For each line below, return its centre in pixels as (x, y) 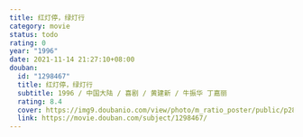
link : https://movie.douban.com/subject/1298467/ (112, 118)
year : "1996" (34, 51)
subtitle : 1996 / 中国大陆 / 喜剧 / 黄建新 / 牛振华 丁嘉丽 (122, 93)
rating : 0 (28, 43)
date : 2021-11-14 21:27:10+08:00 (72, 59)
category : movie (40, 26)
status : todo (34, 34)
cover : (30, 110)
